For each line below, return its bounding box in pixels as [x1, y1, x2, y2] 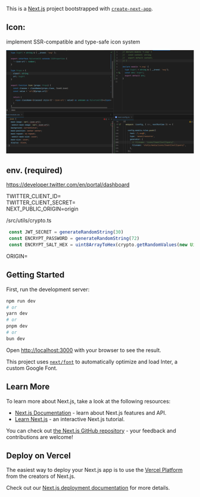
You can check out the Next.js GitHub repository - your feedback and [6, 427, 177, 434]
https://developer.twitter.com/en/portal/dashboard [6, 181, 130, 189]
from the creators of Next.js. [6, 473, 76, 480]
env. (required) [6, 165, 63, 175]
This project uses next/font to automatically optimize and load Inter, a [6, 358, 178, 365]
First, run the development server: [6, 286, 90, 293]
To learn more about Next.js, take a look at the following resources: [6, 397, 171, 405]
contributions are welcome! [6, 433, 73, 440]
